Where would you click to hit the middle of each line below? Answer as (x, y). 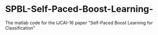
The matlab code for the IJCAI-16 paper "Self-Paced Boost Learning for (79, 23)
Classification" (20, 28)
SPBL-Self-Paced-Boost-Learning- (79, 9)
